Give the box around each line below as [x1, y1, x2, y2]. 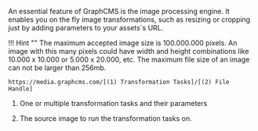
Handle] [8, 85, 34, 93]
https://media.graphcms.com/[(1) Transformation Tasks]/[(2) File [8, 78, 230, 86]
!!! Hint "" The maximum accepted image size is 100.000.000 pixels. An [8, 38, 238, 48]
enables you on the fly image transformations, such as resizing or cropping [8, 15, 251, 24]
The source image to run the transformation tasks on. [19, 114, 192, 123]
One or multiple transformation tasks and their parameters [19, 99, 208, 108]
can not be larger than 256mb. [8, 63, 107, 73]
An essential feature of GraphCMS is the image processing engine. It [8, 7, 230, 16]
